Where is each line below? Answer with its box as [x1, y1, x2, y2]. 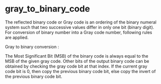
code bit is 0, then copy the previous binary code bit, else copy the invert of [5, 68, 156, 74]
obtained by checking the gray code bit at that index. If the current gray [5, 63, 147, 69]
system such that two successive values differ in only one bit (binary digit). [5, 24, 155, 30]
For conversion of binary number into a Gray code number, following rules [5, 29, 152, 35]
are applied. [5, 35, 29, 40]
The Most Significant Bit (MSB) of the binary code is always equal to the [5, 53, 148, 59]
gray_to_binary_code [5, 3, 90, 14]
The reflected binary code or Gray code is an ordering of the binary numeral [5, 19, 157, 25]
